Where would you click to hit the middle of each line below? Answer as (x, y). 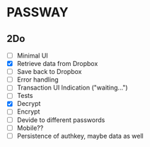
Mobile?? (30, 128)
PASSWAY (37, 12)
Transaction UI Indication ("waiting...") (72, 88)
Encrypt (28, 111)
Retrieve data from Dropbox (57, 64)
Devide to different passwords (61, 120)
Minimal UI (33, 55)
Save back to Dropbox (49, 72)
